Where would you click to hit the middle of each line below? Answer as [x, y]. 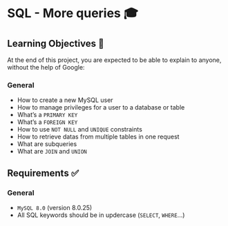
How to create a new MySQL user [65, 100]
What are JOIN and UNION [52, 152]
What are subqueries [47, 144]
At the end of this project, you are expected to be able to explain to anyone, [114, 60]
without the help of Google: [46, 67]
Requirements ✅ [43, 173]
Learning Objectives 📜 [56, 43]
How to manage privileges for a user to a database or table [101, 107]
